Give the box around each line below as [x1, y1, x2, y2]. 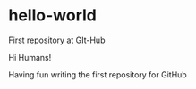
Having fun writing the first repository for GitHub [8, 69, 187, 80]
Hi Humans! [8, 52, 52, 62]
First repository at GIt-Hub [8, 35, 106, 45]
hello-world [8, 5, 98, 26]
